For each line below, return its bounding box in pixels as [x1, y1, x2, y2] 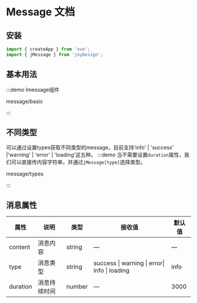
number [66, 283, 88, 291]
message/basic [6, 98, 43, 105]
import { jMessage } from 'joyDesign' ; [6, 51, 104, 57]
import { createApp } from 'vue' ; [6, 46, 91, 52]
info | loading [93, 267, 130, 275]
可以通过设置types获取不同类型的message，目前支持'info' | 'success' [6, 144, 174, 151]
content [9, 243, 30, 252]
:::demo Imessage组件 [6, 86, 60, 93]
